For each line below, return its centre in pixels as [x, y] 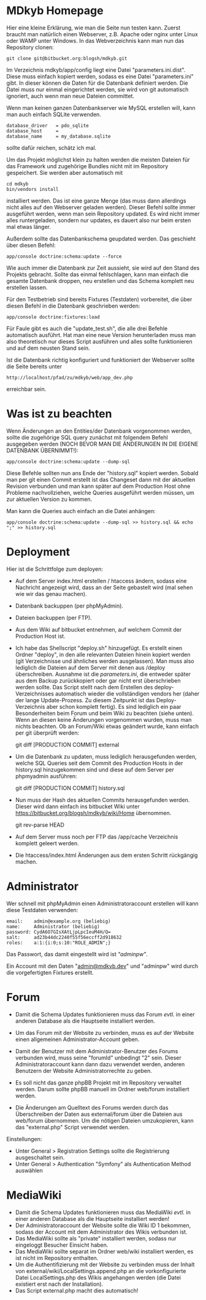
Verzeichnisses [34, 694]
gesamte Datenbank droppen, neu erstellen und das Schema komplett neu [100, 281]
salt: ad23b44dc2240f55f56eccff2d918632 [64, 937]
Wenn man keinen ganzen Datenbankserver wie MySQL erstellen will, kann [101, 107]
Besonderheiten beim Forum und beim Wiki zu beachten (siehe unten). [105, 713]
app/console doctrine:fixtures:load [53, 317]
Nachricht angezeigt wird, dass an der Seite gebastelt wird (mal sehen [104, 587]
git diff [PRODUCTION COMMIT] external [67, 745]
